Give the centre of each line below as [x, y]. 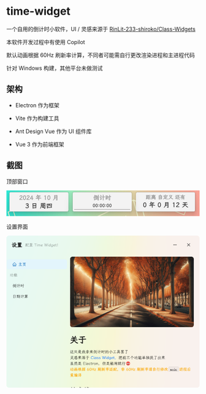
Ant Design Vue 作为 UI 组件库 [53, 131]
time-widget [38, 11]
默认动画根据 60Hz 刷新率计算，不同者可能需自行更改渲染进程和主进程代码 [101, 55]
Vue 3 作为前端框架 [40, 144]
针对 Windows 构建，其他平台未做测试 [55, 68]
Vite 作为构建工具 [37, 118]
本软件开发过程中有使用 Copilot [46, 42]
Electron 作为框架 [37, 105]
